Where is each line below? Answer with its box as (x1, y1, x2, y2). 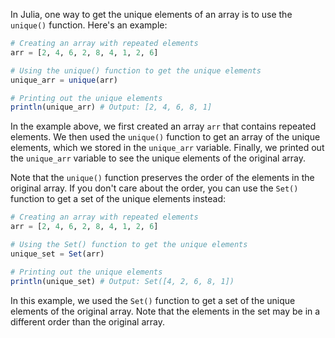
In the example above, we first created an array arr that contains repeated (10, 120, 317, 133)
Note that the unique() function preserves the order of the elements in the (10, 172, 315, 184)
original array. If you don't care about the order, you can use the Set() (10, 182, 299, 194)
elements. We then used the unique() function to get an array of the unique (10, 131, 321, 143)
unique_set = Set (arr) (10, 249, 105, 259)
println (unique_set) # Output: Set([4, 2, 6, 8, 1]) (10, 276, 235, 286)
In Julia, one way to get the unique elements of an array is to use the (10, 9, 293, 20)
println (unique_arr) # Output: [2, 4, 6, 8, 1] (10, 102, 213, 113)
